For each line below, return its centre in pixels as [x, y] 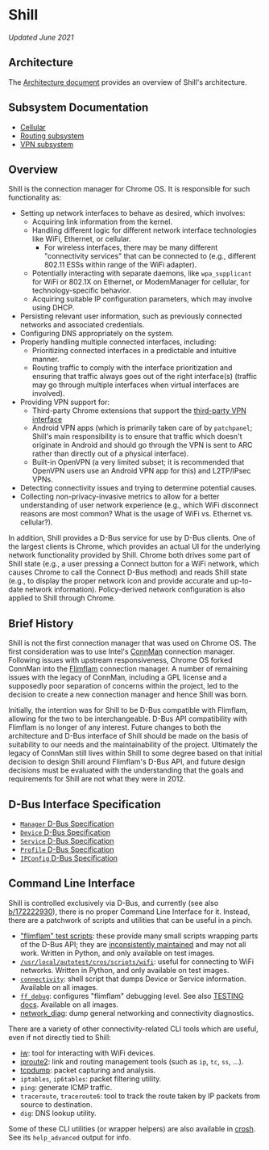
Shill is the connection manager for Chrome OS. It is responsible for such [129, 189]
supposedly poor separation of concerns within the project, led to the [124, 686]
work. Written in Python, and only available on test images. [117, 953]
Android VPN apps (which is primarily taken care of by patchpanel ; [142, 428]
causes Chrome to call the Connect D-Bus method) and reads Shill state [128, 572]
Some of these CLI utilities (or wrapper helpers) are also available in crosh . [132, 1128]
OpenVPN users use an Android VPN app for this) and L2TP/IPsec [141, 471]
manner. [46, 359]
